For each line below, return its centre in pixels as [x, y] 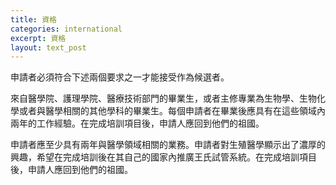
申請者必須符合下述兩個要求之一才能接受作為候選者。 [120, 77]
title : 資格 [33, 19]
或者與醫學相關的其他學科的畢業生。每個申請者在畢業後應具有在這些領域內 [172, 111]
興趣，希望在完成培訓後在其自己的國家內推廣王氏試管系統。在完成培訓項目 [163, 157]
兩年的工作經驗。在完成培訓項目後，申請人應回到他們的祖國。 [137, 123]
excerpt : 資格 [38, 38]
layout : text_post [48, 47]
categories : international [66, 29]
